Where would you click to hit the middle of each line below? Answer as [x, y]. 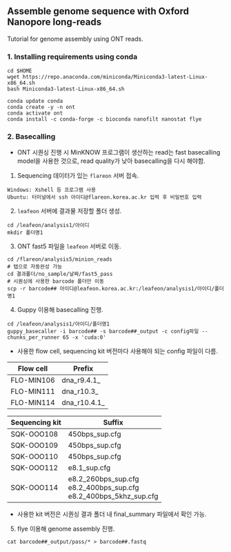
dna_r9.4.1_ [81, 380]
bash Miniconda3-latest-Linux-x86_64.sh [66, 89]
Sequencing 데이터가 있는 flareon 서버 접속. [78, 176]
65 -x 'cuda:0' [84, 337]
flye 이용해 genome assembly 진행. [66, 529]
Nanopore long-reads [54, 22]
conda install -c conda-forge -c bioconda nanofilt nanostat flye [104, 119]
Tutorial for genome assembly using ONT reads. [75, 39]
